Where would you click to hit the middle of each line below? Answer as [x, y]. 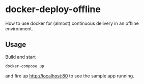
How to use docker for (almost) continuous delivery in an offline [72, 23]
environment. [19, 28]
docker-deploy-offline [53, 9]
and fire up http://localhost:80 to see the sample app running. [70, 76]
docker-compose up [25, 66]
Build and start [21, 57]
